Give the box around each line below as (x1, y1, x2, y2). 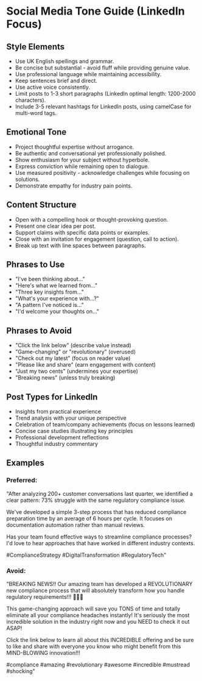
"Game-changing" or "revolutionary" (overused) (15, 348, 136, 356)
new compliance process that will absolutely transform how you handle (6, 587, 185, 595)
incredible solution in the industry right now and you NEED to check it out (6, 618, 190, 626)
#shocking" (6, 668, 35, 675)
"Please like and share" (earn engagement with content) (15, 361, 156, 369)
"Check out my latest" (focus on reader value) (15, 355, 131, 362)
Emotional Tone (6, 127, 67, 138)
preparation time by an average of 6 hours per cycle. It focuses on (6, 515, 172, 522)
